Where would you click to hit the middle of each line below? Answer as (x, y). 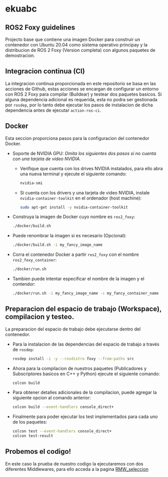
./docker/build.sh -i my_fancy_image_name (57, 245)
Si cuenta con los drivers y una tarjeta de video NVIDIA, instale (85, 192)
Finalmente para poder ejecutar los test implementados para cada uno (85, 417)
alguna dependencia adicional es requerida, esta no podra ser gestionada (81, 99)
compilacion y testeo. (40, 317)
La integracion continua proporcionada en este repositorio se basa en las (81, 83)
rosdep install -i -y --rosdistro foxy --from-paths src (73, 359)
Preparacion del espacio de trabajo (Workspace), (83, 309)
